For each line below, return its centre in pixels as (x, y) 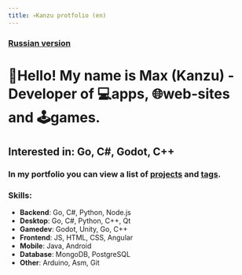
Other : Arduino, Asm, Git (59, 263)
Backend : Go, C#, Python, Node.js (75, 213)
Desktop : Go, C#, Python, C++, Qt (75, 221)
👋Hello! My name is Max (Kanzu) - (121, 75)
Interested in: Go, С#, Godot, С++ (92, 152)
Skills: (20, 195)
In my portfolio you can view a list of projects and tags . (115, 174)
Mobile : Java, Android (55, 246)
